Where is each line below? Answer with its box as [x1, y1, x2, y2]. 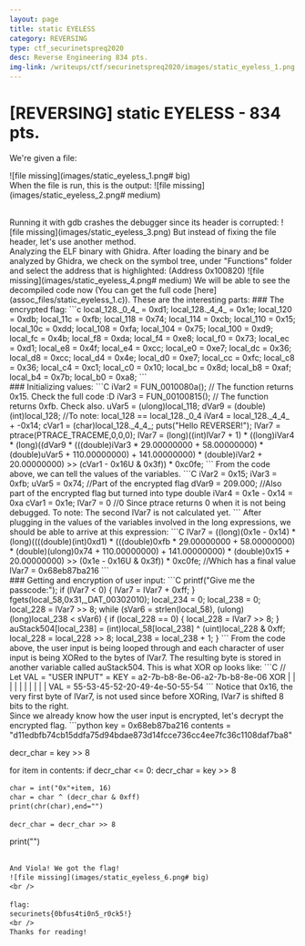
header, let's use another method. [9, 236, 137, 247]
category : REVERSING [9, 34, 88, 43]
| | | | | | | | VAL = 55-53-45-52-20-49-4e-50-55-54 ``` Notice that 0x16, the [9, 681, 293, 692]
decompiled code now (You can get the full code [9, 284, 193, 295]
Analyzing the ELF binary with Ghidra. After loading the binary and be [9, 246, 269, 257]
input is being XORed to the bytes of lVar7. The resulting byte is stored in [9, 652, 281, 663]
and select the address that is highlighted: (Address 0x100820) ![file [9, 265, 265, 276]
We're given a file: [9, 152, 77, 163]
